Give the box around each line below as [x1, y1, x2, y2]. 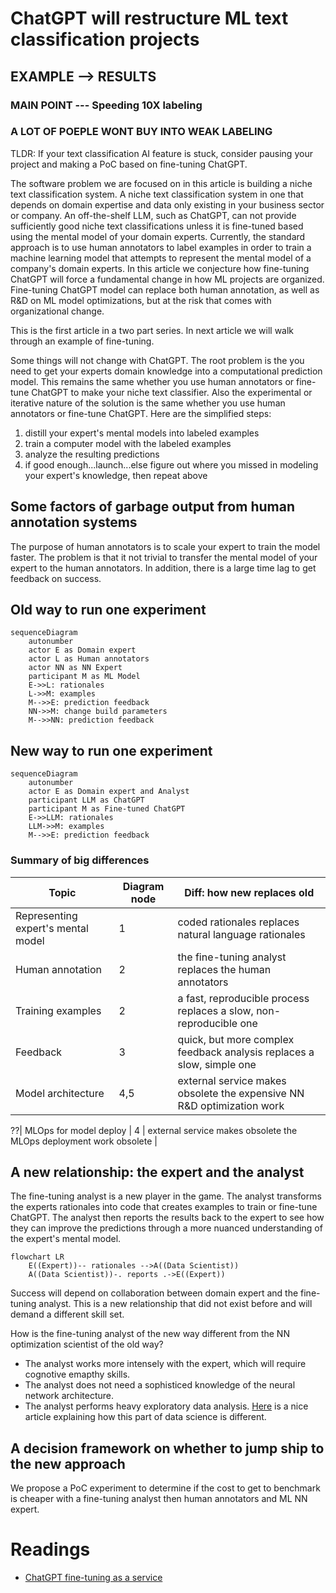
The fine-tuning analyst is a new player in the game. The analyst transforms [10, 1190, 322, 1202]
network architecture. [24, 1390, 114, 1402]
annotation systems [10, 514, 138, 531]
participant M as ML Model [28, 672, 141, 682]
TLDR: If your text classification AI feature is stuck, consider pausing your [10, 147, 313, 159]
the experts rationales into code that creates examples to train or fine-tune [10, 1201, 318, 1213]
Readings [10, 1538, 91, 1561]
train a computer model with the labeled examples [24, 437, 232, 449]
